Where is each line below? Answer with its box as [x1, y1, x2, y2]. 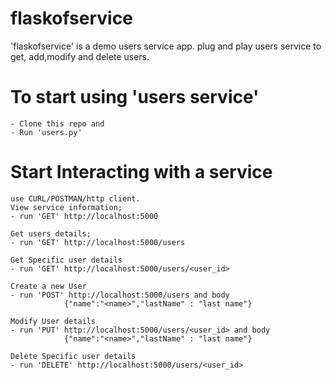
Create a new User [10, 281, 87, 291]
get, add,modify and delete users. [10, 50, 150, 62]
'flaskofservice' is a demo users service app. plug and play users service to [10, 40, 322, 52]
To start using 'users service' [10, 86, 260, 109]
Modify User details [10, 316, 97, 326]
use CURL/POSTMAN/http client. [10, 193, 141, 204]
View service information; [10, 202, 123, 212]
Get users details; [10, 228, 92, 239]
